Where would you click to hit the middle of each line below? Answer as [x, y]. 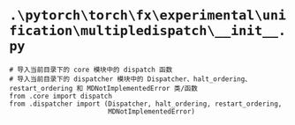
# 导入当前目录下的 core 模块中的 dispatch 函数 [91, 70]
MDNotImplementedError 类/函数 [143, 88]
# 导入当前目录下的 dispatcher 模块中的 [76, 79]
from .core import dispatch [61, 96]
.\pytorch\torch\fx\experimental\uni [148, 15]
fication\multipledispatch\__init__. [148, 31]
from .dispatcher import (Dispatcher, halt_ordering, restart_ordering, [146, 104]
